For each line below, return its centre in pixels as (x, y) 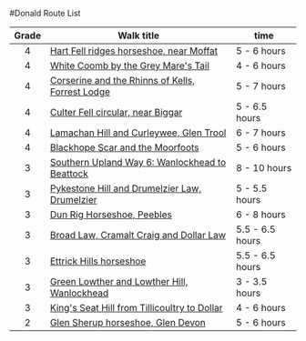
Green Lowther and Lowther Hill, (119, 281)
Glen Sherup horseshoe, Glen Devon (128, 322)
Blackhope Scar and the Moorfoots (124, 147)
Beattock (69, 174)
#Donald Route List (45, 13)
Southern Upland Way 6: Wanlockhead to (138, 162)
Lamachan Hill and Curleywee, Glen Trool (138, 133)
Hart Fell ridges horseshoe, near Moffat (134, 51)
